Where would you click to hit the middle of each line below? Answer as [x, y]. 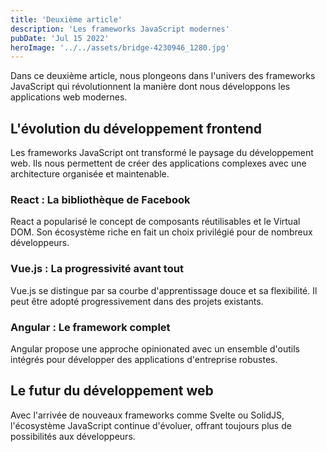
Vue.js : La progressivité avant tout [97, 269]
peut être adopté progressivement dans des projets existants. [137, 301]
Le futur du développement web [112, 391]
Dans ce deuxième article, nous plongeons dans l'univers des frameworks [163, 76]
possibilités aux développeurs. [73, 436]
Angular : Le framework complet [90, 327]
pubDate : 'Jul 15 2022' [60, 38]
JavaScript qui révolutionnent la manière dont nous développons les [150, 87]
